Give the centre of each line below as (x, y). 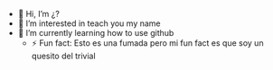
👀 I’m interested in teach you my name (89, 23)
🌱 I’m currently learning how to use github (96, 33)
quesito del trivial (64, 56)
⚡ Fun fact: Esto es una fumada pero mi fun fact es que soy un (147, 43)
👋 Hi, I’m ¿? (39, 14)
